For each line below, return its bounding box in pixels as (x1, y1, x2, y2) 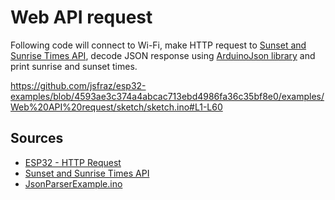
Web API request (10, 6, 153, 29)
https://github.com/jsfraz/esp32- (10, 79, 147, 91)
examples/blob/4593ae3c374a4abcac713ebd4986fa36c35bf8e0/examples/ (10, 90, 325, 102)
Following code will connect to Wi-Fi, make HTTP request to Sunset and (10, 39, 307, 51)
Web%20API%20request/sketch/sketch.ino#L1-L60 (10, 101, 223, 113)
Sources (10, 130, 64, 147)
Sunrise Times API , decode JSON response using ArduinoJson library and (10, 49, 316, 61)
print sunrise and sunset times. (10, 60, 138, 72)
